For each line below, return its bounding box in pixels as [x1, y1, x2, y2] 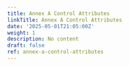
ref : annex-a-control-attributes [7, 49, 104, 56]
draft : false [7, 42, 45, 49]
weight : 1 [7, 29, 36, 36]
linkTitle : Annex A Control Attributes [7, 16, 123, 23]
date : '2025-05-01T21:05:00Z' [7, 23, 95, 30]
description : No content [7, 36, 79, 43]
